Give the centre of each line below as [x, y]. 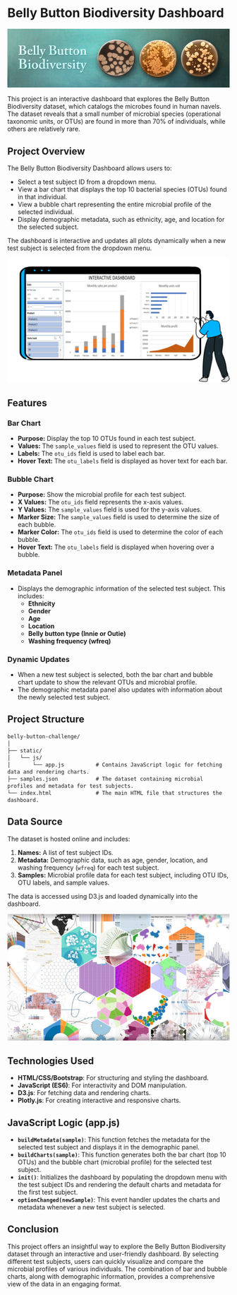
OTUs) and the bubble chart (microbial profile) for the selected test [115, 1162]
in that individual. [42, 197]
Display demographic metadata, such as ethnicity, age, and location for [121, 220]
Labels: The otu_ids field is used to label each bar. [91, 453]
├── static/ [25, 750]
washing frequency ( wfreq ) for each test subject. [88, 868]
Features [27, 403]
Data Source [35, 822]
